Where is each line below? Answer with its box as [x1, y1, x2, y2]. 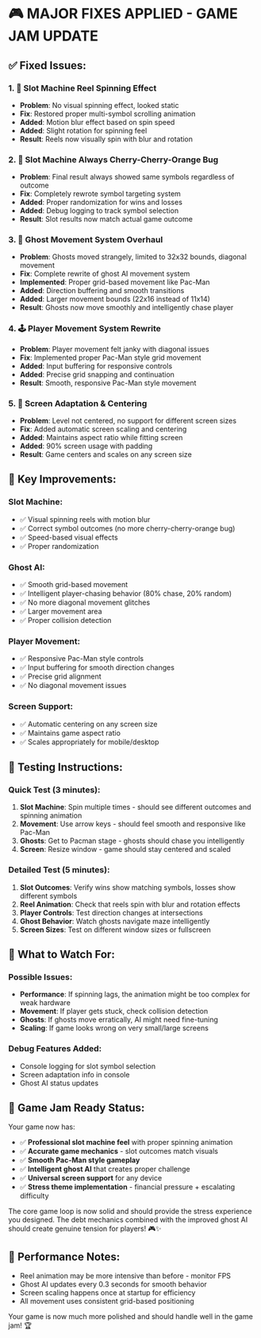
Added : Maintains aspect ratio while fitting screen [19, 433, 183, 443]
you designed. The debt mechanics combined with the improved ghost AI [8, 1215, 248, 1224]
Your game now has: [8, 1122, 75, 1131]
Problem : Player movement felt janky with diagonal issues [19, 344, 209, 354]
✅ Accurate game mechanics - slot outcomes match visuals [19, 1147, 219, 1156]
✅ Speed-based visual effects [19, 532, 118, 542]
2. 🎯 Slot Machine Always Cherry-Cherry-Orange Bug [8, 154, 219, 165]
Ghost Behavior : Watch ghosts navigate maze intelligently [19, 916, 210, 926]
